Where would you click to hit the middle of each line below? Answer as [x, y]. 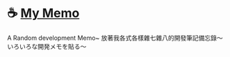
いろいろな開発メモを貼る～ [47, 46]
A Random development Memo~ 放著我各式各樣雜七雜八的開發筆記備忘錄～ [115, 38]
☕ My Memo [43, 13]
